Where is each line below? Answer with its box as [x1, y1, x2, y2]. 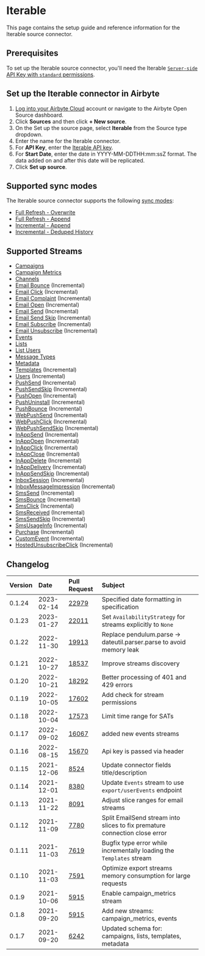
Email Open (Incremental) [15, 301, 79, 308]
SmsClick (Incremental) [15, 502, 74, 510]
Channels [15, 275, 40, 283]
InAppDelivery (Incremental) [15, 464, 87, 471]
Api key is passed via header [101, 747, 184, 755]
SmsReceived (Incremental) [15, 509, 85, 516]
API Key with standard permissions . [6, 71, 95, 78]
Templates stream [101, 854, 152, 862]
